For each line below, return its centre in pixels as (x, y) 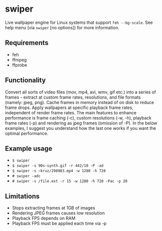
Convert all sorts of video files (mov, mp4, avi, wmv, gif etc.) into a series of (81, 92)
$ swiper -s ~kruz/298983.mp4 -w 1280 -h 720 (59, 171)
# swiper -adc (26, 176)
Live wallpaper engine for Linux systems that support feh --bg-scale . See (79, 22)
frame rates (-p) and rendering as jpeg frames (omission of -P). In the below (81, 123)
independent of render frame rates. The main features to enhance (71, 112)
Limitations (22, 196)
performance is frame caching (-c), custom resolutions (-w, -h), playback (78, 118)
